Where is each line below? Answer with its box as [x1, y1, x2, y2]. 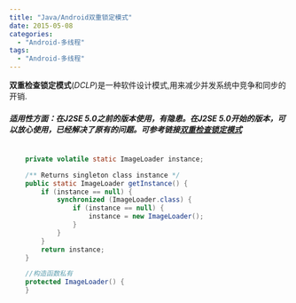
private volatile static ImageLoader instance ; [25, 155, 204, 163]
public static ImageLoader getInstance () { [25, 179, 189, 187]
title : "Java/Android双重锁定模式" [9, 12, 133, 22]
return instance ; [41, 245, 105, 254]
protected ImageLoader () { [25, 277, 125, 287]
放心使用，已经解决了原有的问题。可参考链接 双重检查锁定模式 [16, 124, 242, 134]
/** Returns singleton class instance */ [25, 171, 180, 179]
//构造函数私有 [25, 269, 74, 278]
